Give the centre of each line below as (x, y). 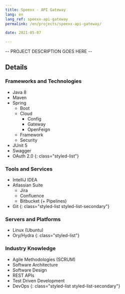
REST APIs (23, 275)
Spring (19, 102)
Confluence (32, 196)
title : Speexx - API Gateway (35, 10)
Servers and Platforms (33, 219)
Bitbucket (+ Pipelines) (43, 201)
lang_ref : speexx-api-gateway (37, 19)
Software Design (30, 270)
